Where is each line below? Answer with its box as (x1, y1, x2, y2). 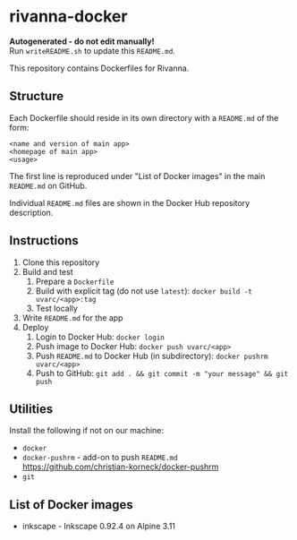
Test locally (35, 303, 79, 313)
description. (9, 207, 54, 218)
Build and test (21, 266, 73, 277)
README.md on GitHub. (9, 180, 88, 191)
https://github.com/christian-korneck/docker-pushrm (21, 461, 219, 472)
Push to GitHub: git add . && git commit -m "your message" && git (35, 367, 289, 378)
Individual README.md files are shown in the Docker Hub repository (9, 197, 250, 208)
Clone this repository (21, 257, 100, 268)
